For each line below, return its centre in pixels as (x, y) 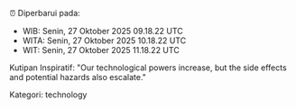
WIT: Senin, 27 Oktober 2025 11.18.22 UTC (101, 50)
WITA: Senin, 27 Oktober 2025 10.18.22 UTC (104, 41)
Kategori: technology (48, 95)
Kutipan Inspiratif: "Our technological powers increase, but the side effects (148, 68)
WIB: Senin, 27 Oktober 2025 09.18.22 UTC (102, 31)
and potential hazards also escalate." (78, 77)
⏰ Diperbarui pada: (45, 13)
